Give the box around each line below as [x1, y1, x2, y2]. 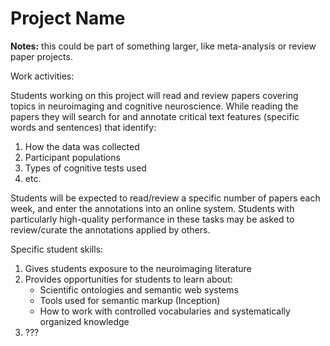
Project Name [10, 7, 126, 30]
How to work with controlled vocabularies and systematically [39, 305, 291, 317]
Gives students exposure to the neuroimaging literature [24, 262, 252, 274]
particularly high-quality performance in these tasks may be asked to [10, 213, 295, 225]
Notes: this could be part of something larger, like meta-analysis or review [10, 40, 317, 52]
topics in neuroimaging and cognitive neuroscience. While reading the [10, 100, 299, 112]
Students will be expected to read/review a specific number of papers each [10, 192, 321, 204]
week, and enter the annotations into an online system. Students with [10, 202, 295, 214]
